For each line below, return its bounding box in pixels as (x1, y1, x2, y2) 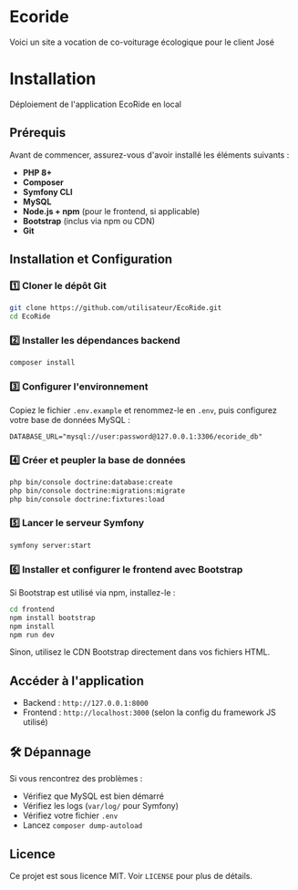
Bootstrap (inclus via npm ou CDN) (22, 215, 156, 226)
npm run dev (9, 630, 55, 639)
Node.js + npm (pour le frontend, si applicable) (22, 205, 200, 216)
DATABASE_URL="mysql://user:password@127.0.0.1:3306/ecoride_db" (9, 431, 262, 441)
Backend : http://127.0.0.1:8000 (22, 698, 149, 709)
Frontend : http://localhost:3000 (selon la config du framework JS (22, 707, 276, 718)
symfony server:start (9, 541, 92, 550)
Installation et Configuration (9, 252, 173, 267)
